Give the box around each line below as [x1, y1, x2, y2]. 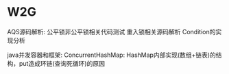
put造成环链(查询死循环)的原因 [19, 59, 105, 67]
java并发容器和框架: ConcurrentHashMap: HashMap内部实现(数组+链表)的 [7, 51, 216, 59]
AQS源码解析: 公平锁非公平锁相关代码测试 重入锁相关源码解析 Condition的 [7, 27, 216, 36]
